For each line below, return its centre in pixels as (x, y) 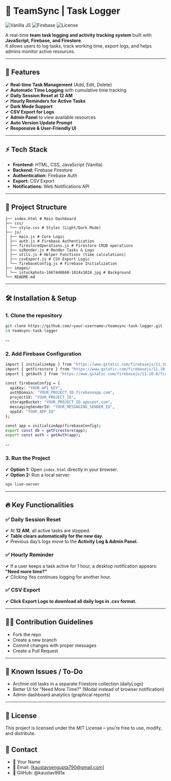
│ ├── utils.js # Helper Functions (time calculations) (66, 255)
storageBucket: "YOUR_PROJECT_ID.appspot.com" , (61, 402)
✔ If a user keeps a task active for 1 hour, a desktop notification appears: (81, 566)
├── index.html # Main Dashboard (41, 219)
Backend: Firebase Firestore (42, 170)
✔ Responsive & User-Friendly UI (41, 128)
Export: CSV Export (33, 181)
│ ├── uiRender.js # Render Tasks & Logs (50, 250)
